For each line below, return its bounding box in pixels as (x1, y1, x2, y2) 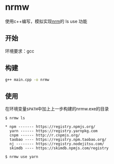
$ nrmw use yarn (5, 154, 38, 160)
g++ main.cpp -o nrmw (5, 77, 50, 82)
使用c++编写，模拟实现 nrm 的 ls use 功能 (5, 18, 87, 24)
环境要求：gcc (5, 48, 34, 54)
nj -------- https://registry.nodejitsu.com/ (9, 141, 105, 146)
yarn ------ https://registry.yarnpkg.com (9, 129, 98, 134)
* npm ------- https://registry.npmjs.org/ (5, 124, 96, 129)
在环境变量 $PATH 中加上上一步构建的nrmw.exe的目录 (5, 106, 109, 112)
